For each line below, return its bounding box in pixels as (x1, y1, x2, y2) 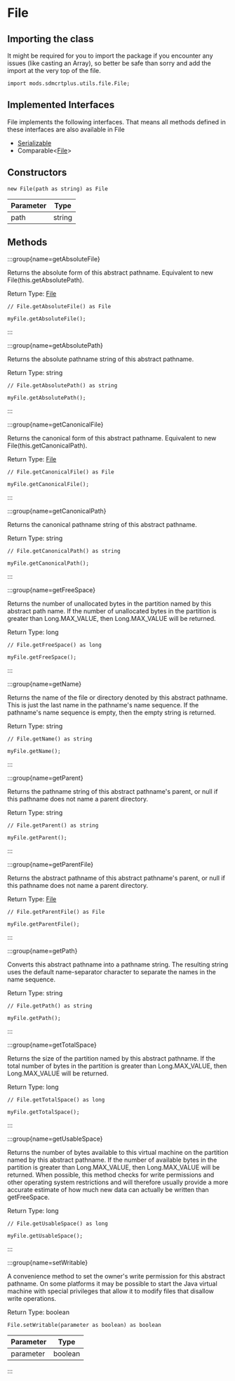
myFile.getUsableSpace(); (7, 1233, 83, 1240)
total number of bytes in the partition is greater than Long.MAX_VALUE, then (7, 1062, 227, 1071)
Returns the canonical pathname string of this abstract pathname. (7, 521, 198, 529)
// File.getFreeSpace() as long (7, 641, 102, 649)
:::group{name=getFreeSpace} (7, 586, 96, 594)
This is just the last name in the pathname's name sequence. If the (7, 701, 199, 709)
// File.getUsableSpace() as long (7, 1220, 109, 1227)
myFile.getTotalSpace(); (7, 1108, 80, 1116)
